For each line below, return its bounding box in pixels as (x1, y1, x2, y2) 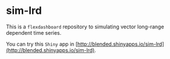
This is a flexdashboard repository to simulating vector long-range (6, 23, 164, 30)
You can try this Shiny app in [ (6, 40, 78, 47)
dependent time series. (6, 29, 62, 36)
